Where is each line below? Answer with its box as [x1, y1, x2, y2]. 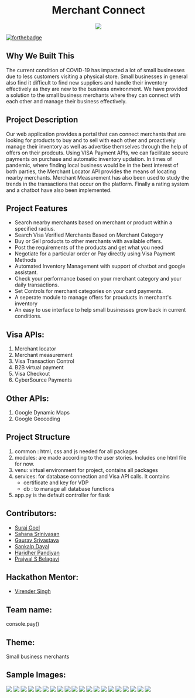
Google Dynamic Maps [14, 409, 70, 416]
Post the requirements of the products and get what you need [14, 244, 164, 251]
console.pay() [6, 621, 40, 628]
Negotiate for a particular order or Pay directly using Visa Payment [14, 250, 176, 257]
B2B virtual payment [14, 364, 64, 371]
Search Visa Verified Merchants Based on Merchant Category [14, 231, 164, 238]
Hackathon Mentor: [6, 572, 79, 582]
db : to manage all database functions [23, 485, 115, 492]
